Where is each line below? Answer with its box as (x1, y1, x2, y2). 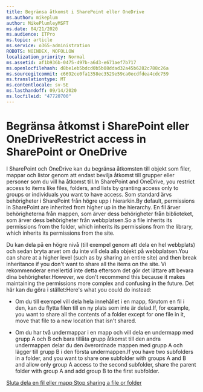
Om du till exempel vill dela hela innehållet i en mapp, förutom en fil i (14, 298, 185, 305)
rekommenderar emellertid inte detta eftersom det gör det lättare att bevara (6, 267, 194, 274)
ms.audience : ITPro (6, 31, 56, 38)
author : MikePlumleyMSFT (6, 20, 69, 26)
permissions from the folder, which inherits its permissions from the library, (6, 223, 193, 230)
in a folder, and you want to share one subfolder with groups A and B (14, 354, 186, 362)
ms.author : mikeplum (6, 15, 59, 21)
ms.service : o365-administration (6, 43, 91, 49)
